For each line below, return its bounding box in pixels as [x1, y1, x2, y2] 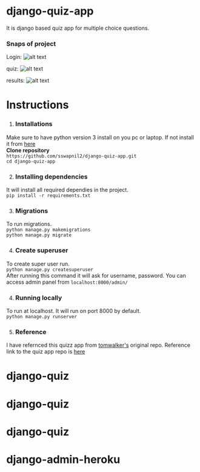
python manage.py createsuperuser [6, 266, 94, 273]
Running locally [15, 293, 62, 302]
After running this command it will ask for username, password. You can [6, 272, 186, 279]
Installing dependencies [15, 172, 88, 180]
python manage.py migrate [6, 232, 72, 238]
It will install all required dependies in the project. [6, 186, 128, 194]
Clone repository [6, 146, 50, 154]
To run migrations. [6, 221, 52, 228]
